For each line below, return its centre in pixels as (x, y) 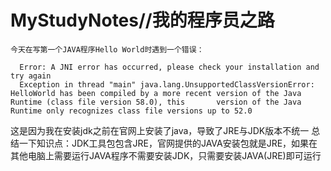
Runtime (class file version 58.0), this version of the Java (156, 102)
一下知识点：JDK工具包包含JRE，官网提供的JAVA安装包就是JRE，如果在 (168, 143)
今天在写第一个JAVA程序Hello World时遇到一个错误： (107, 49)
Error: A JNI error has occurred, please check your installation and (169, 67)
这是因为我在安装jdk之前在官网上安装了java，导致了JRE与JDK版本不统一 (160, 130)
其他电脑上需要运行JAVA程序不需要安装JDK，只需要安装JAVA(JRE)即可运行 (166, 155)
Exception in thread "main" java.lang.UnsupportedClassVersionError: (167, 84)
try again (31, 76)
